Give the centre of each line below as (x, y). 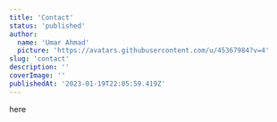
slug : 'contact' (39, 59)
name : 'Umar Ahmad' (54, 42)
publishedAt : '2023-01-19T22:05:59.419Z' (88, 84)
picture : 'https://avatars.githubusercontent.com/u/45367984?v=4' (143, 51)
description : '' (39, 68)
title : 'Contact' (42, 17)
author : (24, 34)
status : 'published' (48, 26)
